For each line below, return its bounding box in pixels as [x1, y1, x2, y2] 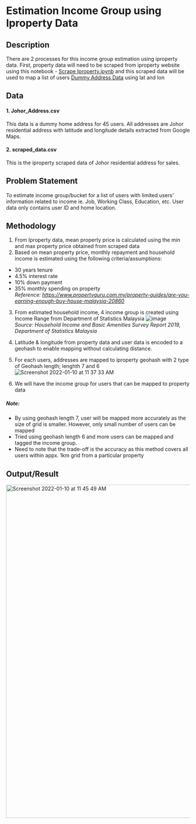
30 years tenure [14, 266, 53, 273]
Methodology [6, 221, 57, 231]
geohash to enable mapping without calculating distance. [14, 345, 153, 352]
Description [6, 40, 50, 50]
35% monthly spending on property [14, 285, 101, 292]
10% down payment [14, 279, 62, 286]
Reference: [14, 291, 41, 298]
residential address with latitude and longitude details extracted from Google [6, 126, 190, 133]
